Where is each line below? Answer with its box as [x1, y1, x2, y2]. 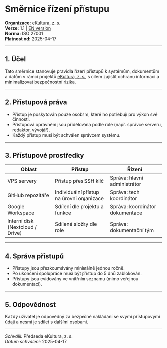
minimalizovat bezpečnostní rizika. [5, 79, 76, 85]
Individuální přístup [54, 189, 99, 196]
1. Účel [5, 55, 26, 63]
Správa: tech [110, 189, 140, 196]
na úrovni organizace [54, 195, 104, 202]
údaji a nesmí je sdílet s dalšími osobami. [5, 319, 88, 325]
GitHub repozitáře [7, 192, 49, 199]
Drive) [7, 230, 22, 237]
